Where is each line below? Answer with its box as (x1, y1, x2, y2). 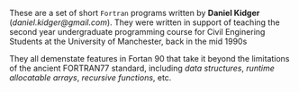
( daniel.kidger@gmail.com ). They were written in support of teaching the (9, 17, 281, 28)
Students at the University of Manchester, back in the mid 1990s (9, 36, 248, 46)
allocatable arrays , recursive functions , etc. (9, 72, 172, 83)
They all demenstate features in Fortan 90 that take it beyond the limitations (9, 54, 290, 63)
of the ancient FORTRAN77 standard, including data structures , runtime (9, 63, 275, 73)
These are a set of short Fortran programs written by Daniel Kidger (9, 8, 260, 18)
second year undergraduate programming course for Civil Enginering (9, 27, 266, 37)
